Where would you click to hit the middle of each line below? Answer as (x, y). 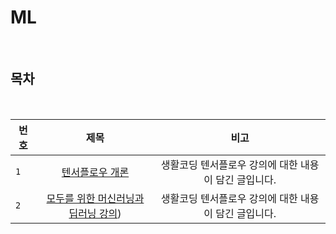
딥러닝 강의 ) (95, 213)
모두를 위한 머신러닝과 (95, 198)
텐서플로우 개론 (95, 172)
